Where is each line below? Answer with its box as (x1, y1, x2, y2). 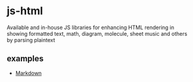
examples (7, 53, 44, 64)
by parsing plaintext (7, 36, 55, 43)
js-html (7, 4, 43, 18)
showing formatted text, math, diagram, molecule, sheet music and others (7, 30, 188, 37)
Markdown (15, 70, 42, 77)
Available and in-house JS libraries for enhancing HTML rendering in (7, 24, 175, 31)
